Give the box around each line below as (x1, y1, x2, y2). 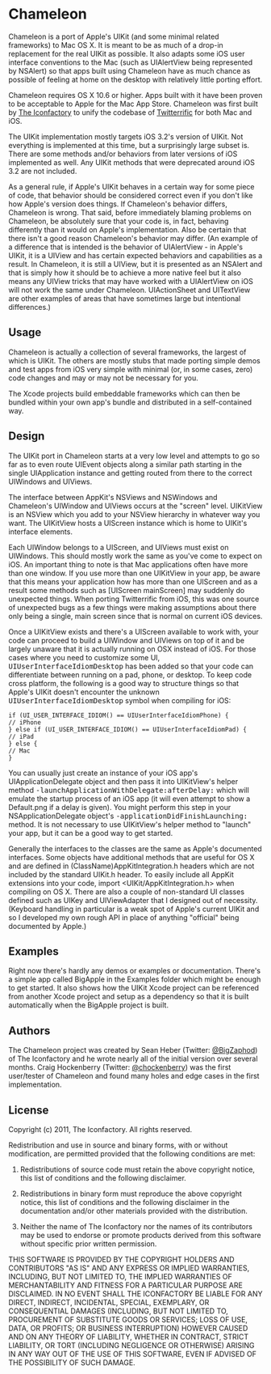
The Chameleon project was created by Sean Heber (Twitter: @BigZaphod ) (8, 1045, 258, 1055)
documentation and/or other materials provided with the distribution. (19, 1206, 248, 1215)
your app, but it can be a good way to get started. (8, 828, 173, 838)
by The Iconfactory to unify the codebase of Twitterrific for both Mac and (8, 107, 252, 117)
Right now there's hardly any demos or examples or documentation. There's (8, 966, 261, 976)
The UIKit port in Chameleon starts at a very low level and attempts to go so (8, 451, 261, 460)
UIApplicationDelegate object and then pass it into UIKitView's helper (8, 776, 239, 786)
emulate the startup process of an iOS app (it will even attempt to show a (8, 794, 251, 804)
